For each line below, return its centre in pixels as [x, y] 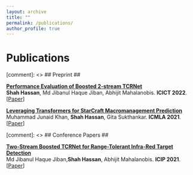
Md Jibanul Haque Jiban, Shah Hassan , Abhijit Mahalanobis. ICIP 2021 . [94, 159]
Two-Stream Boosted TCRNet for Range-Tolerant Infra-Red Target [90, 147]
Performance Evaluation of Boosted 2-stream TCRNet [74, 86]
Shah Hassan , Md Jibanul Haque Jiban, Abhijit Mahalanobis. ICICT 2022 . [96, 93]
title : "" [19, 17]
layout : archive [26, 12]
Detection [19, 153]
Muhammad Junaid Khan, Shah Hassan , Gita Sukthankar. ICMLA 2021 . [94, 117]
